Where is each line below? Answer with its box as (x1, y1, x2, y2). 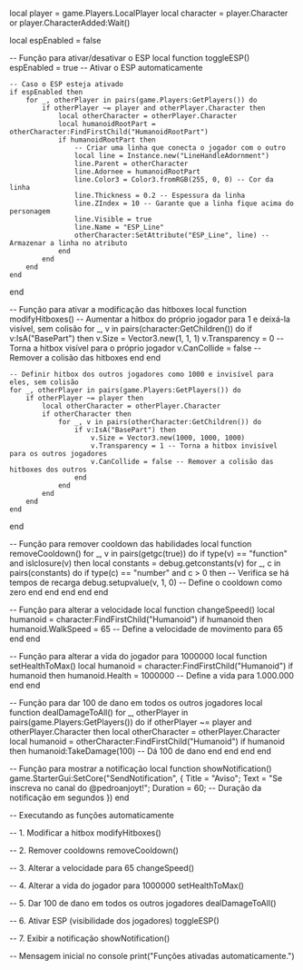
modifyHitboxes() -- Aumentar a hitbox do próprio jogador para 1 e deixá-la (9, 313, 290, 324)
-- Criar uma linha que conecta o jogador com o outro (73, 144, 286, 153)
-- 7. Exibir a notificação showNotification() (9, 933, 171, 944)
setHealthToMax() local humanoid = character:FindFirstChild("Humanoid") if (9, 660, 294, 671)
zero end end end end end (9, 587, 109, 598)
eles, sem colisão (9, 378, 79, 387)
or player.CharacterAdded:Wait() (9, 17, 131, 28)
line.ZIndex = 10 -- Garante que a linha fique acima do (73, 199, 295, 208)
